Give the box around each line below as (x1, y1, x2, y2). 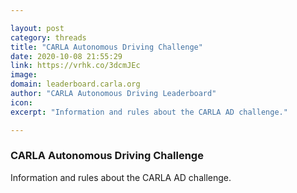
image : (10, 70, 38, 80)
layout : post (10, 23, 65, 33)
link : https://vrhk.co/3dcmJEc (10, 61, 141, 71)
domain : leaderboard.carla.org (10, 79, 141, 90)
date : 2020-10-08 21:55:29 (10, 51, 123, 61)
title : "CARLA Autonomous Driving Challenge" (10, 42, 203, 52)
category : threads (10, 32, 87, 43)
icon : (10, 97, 33, 108)
